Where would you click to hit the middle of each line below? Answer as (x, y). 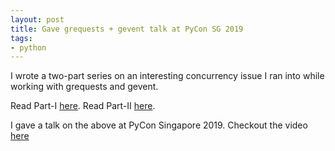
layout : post (37, 19)
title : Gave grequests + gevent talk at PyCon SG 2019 (127, 29)
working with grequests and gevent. (84, 87)
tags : (21, 38)
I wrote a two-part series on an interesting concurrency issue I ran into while (167, 76)
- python (28, 47)
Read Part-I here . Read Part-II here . (83, 106)
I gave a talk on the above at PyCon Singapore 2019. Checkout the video (159, 125)
